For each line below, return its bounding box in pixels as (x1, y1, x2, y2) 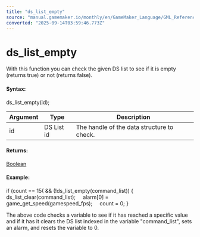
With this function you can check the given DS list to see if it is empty (6, 65, 177, 72)
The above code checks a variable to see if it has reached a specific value (6, 211, 189, 218)
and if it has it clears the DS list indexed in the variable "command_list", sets (6, 217, 192, 224)
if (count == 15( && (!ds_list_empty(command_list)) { (6, 187, 134, 194)
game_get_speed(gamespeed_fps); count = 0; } (6, 199, 129, 207)
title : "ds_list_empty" (6, 8, 65, 15)
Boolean (6, 160, 27, 167)
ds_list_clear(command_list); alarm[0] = (6, 193, 109, 201)
